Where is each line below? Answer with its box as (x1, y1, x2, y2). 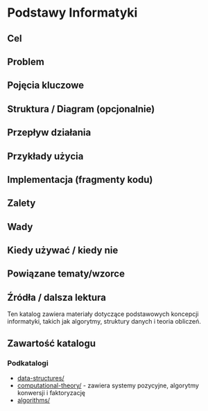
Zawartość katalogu (7, 338, 96, 349)
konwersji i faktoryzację (17, 388, 85, 396)
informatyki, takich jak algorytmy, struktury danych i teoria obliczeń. (7, 317, 201, 326)
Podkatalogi (7, 358, 49, 368)
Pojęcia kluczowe (7, 80, 85, 91)
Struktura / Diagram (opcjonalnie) (7, 103, 155, 115)
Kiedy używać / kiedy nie (7, 245, 119, 256)
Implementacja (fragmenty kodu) (7, 173, 153, 185)
